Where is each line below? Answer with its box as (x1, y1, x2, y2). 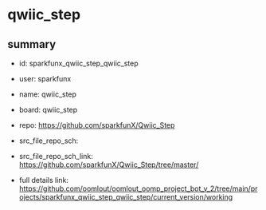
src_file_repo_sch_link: (18, 152, 93, 160)
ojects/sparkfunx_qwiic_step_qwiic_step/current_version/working (18, 192, 233, 201)
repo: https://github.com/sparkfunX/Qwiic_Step (18, 121, 175, 129)
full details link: (18, 176, 69, 184)
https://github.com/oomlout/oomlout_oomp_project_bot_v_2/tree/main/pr (18, 184, 258, 193)
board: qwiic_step (18, 105, 78, 114)
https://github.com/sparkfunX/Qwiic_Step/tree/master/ (18, 160, 199, 169)
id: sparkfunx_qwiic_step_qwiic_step (18, 58, 139, 68)
